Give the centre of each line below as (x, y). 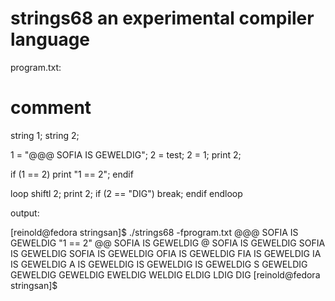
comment (51, 108)
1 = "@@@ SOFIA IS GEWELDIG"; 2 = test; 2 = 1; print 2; (126, 154)
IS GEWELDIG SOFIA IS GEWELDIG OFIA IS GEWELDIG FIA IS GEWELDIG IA (166, 253)
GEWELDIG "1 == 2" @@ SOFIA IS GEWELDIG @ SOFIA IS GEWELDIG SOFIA (168, 243)
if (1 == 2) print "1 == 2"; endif (72, 174)
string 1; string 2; (45, 135)
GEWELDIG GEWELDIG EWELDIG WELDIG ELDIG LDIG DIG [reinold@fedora (165, 274)
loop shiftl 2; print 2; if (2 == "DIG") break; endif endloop (126, 193)
